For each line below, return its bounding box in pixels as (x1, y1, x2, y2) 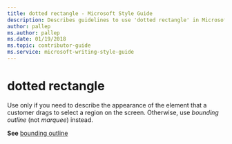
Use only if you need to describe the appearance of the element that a (7, 101, 207, 109)
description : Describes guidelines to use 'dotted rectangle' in (7, 17, 199, 23)
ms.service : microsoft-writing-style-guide (7, 49, 135, 56)
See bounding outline (7, 129, 68, 137)
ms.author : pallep (7, 29, 60, 37)
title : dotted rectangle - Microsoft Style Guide (7, 10, 153, 17)
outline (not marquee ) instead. (7, 115, 93, 124)
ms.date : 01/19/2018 (7, 36, 67, 43)
